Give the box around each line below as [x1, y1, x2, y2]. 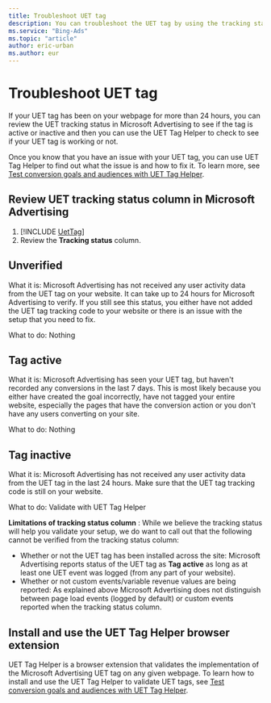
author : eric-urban [8, 42, 74, 50]
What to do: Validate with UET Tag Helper [8, 502, 147, 513]
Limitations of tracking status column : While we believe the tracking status [8, 518, 263, 528]
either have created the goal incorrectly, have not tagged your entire [8, 392, 236, 402]
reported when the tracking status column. [19, 602, 162, 612]
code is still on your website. [8, 487, 103, 496]
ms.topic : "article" [8, 34, 78, 43]
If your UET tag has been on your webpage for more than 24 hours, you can [8, 111, 261, 120]
